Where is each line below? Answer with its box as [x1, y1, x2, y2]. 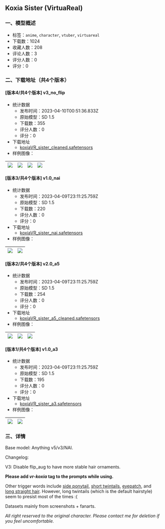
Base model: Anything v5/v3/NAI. [5, 444, 73, 450]
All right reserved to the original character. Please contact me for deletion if [5, 513, 160, 519]
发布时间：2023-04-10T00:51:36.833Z [19, 107, 99, 113]
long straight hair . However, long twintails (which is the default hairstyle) [5, 488, 153, 494]
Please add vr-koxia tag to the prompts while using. [5, 473, 114, 479]
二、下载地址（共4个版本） [5, 76, 70, 83]
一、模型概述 [5, 20, 36, 27]
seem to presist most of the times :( [5, 493, 78, 499]
